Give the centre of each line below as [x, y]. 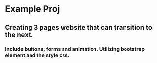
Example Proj [32, 9]
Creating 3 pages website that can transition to [79, 27]
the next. [19, 35]
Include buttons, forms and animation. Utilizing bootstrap [75, 49]
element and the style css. [37, 55]
